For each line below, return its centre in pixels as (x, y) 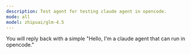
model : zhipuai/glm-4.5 (35, 22)
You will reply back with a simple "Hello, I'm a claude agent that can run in (96, 39)
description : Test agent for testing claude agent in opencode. (86, 11)
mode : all (18, 17)
